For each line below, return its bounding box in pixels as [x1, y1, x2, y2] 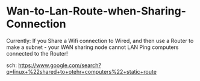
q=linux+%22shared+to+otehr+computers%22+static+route [6, 68, 157, 75]
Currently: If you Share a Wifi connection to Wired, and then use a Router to [6, 37, 194, 44]
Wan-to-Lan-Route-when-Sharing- [6, 4, 187, 18]
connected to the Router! [6, 50, 68, 57]
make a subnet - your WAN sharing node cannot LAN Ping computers [6, 44, 179, 51]
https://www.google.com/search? [17, 62, 101, 69]
